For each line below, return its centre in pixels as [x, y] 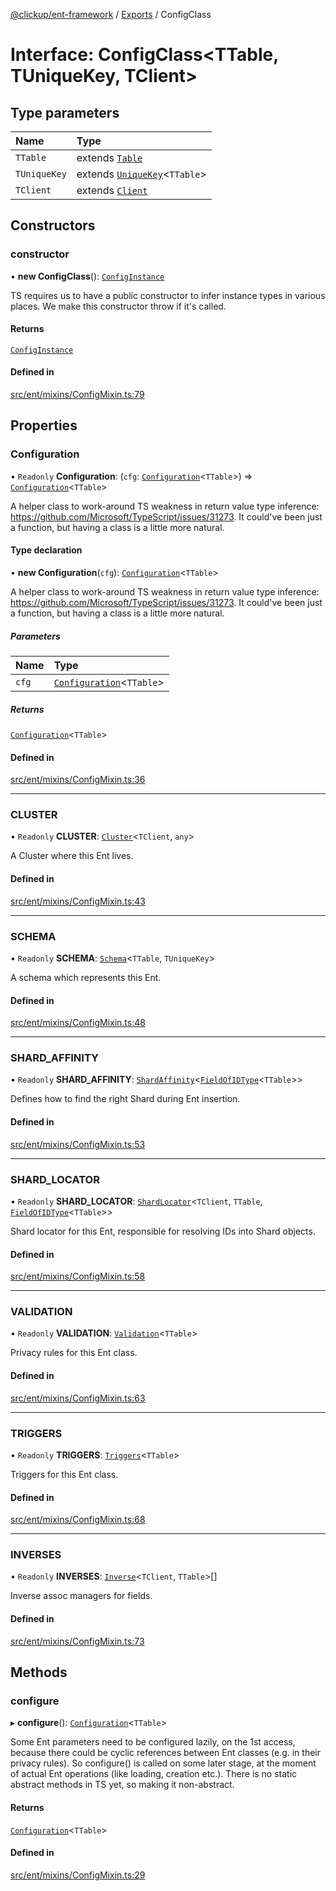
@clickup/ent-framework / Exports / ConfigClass [111, 14]
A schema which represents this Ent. [86, 977]
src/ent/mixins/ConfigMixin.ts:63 [78, 1398]
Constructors [53, 225]
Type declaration [46, 550]
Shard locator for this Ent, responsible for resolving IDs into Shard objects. [163, 1231]
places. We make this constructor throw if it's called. [118, 306]
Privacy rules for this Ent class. [74, 1353]
